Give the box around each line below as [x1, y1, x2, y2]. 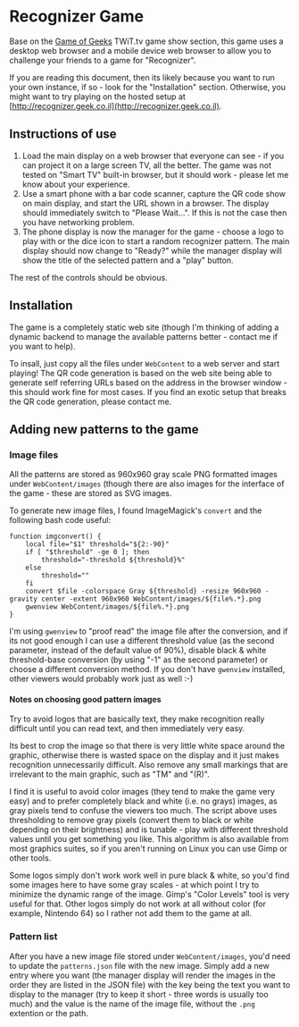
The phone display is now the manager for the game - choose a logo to [21, 226, 284, 237]
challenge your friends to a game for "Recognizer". [9, 55, 196, 65]
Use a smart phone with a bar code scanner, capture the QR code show [21, 188, 286, 198]
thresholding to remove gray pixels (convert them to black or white [9, 815, 254, 826]
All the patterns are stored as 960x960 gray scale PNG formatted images [9, 469, 278, 480]
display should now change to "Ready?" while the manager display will [21, 245, 283, 256]
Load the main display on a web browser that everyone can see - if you [21, 150, 285, 161]
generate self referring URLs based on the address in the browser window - [9, 377, 288, 388]
